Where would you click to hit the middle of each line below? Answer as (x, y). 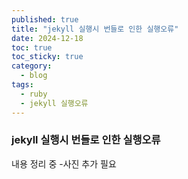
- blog (34, 76)
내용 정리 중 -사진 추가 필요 (64, 163)
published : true (45, 19)
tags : (22, 85)
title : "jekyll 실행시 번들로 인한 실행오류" (95, 29)
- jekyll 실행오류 (54, 103)
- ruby (34, 94)
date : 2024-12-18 (47, 38)
